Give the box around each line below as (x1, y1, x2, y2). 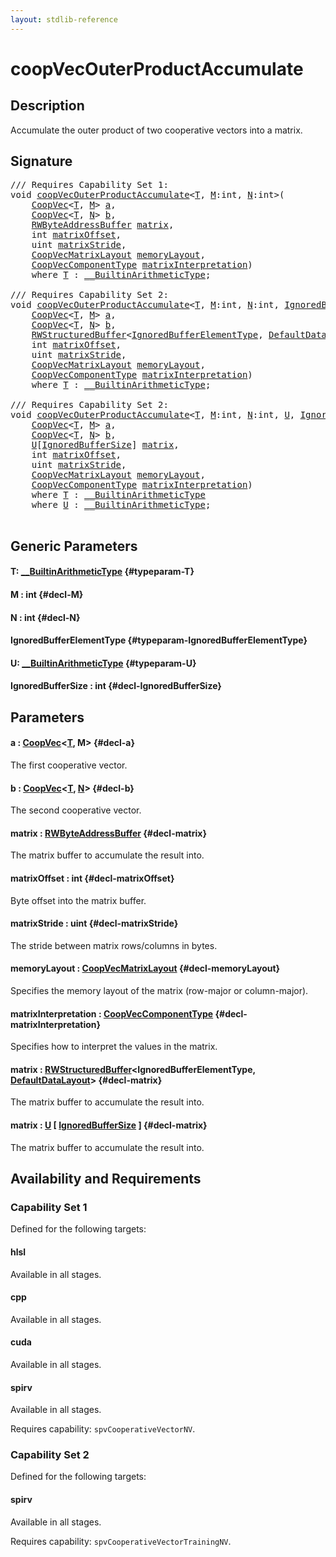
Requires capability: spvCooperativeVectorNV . (10, 1423, 196, 1435)
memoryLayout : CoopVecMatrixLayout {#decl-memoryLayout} (10, 962, 281, 975)
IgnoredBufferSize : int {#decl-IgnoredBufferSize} (10, 680, 222, 692)
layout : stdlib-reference (10, 14, 118, 25)
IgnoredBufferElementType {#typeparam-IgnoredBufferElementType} (10, 634, 308, 646)
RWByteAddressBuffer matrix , (31, 219, 175, 231)
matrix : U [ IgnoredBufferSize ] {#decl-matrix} (10, 1119, 208, 1131)
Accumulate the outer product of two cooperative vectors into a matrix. (10, 124, 303, 136)
